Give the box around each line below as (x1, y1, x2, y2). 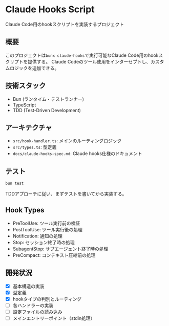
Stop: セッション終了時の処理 (12, 239, 75, 245)
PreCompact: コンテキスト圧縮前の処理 (12, 252, 96, 258)
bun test (5, 181, 24, 186)
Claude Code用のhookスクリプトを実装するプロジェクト (5, 21, 124, 27)
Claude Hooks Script (5, 4, 95, 15)
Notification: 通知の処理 (12, 233, 62, 239)
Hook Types (5, 206, 45, 214)
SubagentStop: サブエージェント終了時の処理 (12, 246, 109, 252)
